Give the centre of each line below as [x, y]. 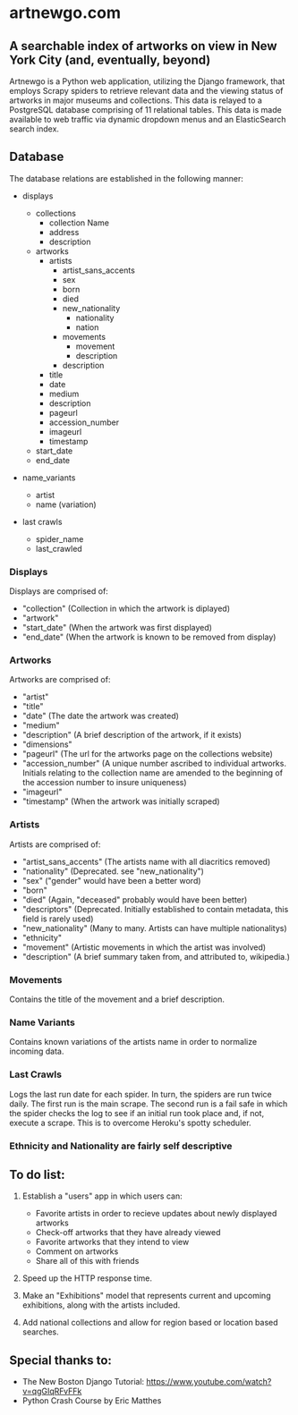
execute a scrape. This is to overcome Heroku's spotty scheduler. [131, 1123]
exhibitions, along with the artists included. [101, 1305]
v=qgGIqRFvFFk [52, 1391]
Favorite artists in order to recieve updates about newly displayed [156, 1214]
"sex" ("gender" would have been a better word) [111, 880]
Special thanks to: [60, 1360]
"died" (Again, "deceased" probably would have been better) [135, 899]
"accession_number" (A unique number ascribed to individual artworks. [154, 764]
